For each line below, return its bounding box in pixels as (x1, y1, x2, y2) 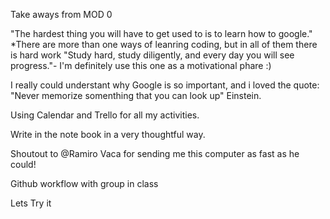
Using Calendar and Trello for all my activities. (10, 109, 200, 121)
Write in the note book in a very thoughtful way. (10, 129, 206, 140)
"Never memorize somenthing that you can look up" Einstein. (10, 90, 262, 101)
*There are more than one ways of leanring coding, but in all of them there (10, 39, 318, 50)
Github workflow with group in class (10, 178, 159, 189)
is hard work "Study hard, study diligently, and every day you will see (10, 49, 295, 61)
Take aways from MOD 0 (10, 9, 113, 20)
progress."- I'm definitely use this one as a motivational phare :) (10, 60, 272, 71)
